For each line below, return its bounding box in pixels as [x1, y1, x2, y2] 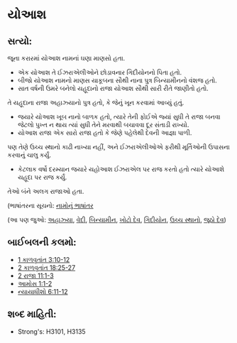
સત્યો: [7, 35, 33, 47]
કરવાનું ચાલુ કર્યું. [7, 151, 52, 159]
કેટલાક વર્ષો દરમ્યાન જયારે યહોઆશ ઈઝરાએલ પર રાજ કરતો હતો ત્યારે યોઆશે [17, 165, 225, 173]
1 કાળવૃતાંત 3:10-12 [17, 255, 70, 263]
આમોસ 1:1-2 [17, 279, 53, 288]
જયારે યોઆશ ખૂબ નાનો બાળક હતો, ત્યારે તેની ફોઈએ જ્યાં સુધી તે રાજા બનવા [17, 113, 221, 121]
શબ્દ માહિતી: [7, 308, 57, 320]
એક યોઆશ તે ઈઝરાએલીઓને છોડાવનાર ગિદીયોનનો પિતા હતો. [17, 68, 182, 77]
